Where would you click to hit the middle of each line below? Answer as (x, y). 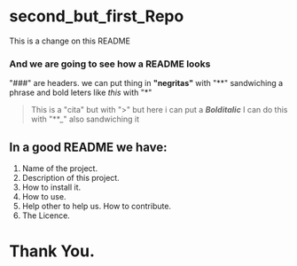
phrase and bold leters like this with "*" (81, 93)
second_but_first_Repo (97, 16)
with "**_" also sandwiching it (85, 119)
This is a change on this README (70, 41)
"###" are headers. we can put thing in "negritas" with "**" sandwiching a (146, 83)
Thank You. (52, 251)
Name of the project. (60, 168)
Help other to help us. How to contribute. (96, 207)
